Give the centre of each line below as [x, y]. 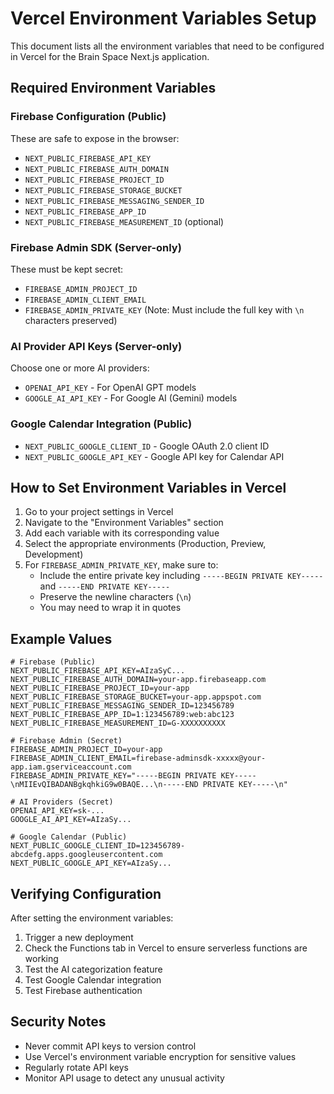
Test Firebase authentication [83, 990]
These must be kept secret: [67, 269]
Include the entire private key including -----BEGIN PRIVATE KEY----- [181, 576]
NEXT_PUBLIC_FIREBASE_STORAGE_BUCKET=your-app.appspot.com [136, 697]
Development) [54, 554]
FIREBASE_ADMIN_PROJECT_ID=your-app [86, 750]
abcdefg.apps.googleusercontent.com [86, 855]
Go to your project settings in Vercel [99, 512]
